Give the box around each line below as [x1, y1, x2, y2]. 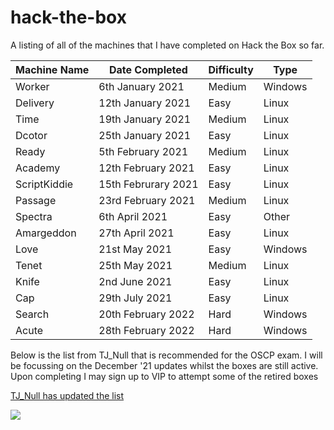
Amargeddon [15, 226, 77, 240]
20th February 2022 [98, 307, 195, 321]
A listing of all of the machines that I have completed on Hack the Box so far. [10, 39, 325, 51]
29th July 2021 [98, 291, 173, 305]
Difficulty [208, 62, 254, 76]
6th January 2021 [98, 79, 185, 93]
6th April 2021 [98, 209, 168, 223]
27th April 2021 [98, 226, 175, 240]
